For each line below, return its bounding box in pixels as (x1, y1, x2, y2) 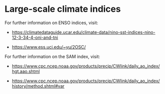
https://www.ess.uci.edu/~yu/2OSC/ (11, 44, 86, 50)
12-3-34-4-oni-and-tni (11, 34, 58, 40)
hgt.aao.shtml (11, 68, 40, 74)
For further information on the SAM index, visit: (4, 53, 100, 60)
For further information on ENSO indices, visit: (4, 20, 98, 26)
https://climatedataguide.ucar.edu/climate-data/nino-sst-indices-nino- (11, 29, 156, 35)
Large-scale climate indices (4, 3, 121, 15)
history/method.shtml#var (11, 83, 65, 89)
